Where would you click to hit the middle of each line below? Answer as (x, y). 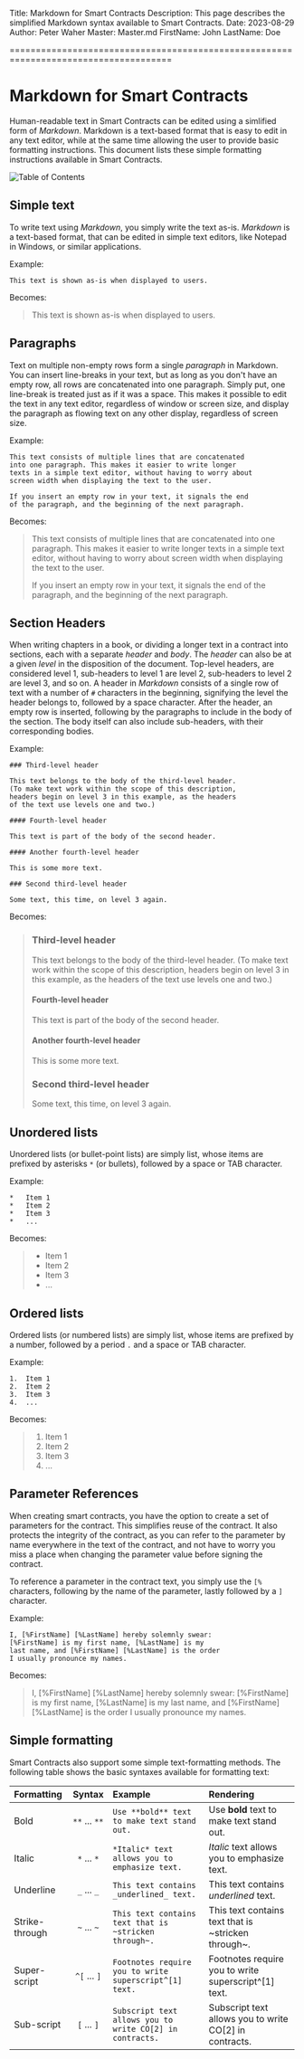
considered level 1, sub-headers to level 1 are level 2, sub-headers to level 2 (151, 674)
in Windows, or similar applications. (76, 246)
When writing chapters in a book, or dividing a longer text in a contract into (149, 645)
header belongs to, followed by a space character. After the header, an (141, 702)
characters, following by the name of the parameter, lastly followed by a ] (146, 1590)
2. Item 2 (30, 1387)
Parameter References (74, 1494)
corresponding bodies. (52, 731)
